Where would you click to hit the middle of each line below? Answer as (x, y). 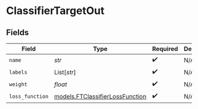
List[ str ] (65, 72)
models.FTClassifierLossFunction (100, 96)
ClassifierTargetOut (55, 11)
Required (165, 49)
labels (18, 72)
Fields (18, 33)
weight (18, 84)
